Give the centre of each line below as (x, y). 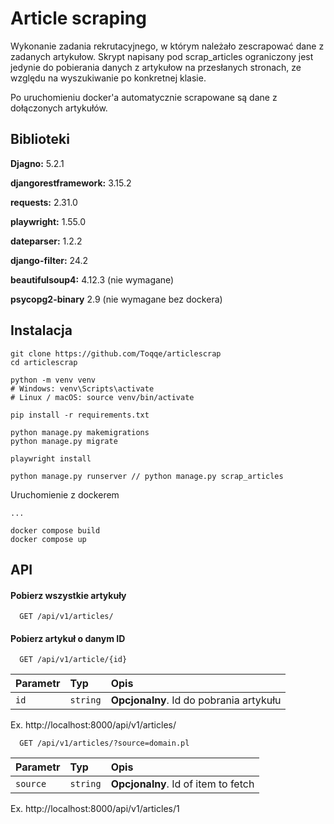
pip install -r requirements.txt (80, 415)
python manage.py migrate (64, 441)
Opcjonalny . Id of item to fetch (182, 784)
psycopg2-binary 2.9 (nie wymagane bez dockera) (116, 299)
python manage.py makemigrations (80, 432)
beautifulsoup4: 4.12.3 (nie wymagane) (92, 279)
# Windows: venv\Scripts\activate (82, 388)
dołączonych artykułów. (59, 108)
